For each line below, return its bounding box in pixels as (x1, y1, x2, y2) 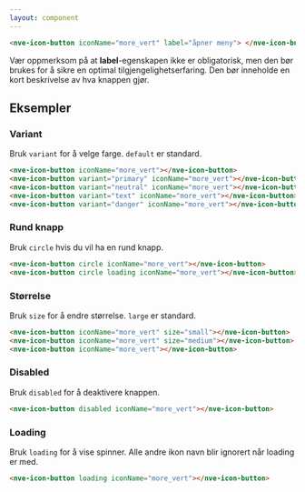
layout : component (9, 13, 79, 23)
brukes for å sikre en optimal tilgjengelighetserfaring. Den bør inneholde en (9, 65, 290, 75)
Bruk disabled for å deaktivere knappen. (9, 387, 161, 397)
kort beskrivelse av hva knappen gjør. (9, 74, 150, 85)
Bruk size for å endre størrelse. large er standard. (9, 310, 197, 321)
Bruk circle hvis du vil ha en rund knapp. (9, 242, 164, 253)
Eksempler (9, 100, 72, 115)
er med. (9, 457, 39, 467)
